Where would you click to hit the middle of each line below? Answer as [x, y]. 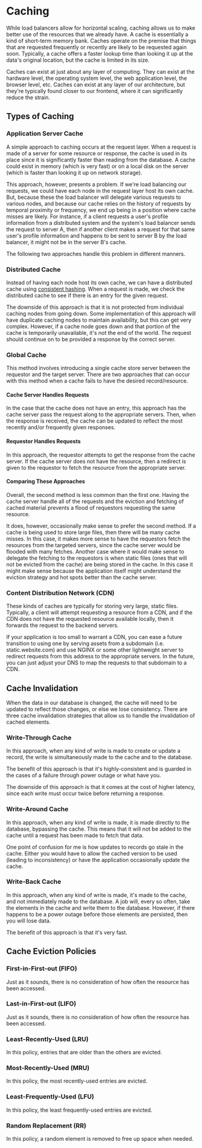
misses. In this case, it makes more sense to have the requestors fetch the [99, 539]
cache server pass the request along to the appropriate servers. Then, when [101, 415]
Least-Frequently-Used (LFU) [50, 1097]
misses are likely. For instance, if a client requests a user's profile [87, 216]
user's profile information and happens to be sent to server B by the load [96, 235]
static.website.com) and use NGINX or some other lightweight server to [95, 650]
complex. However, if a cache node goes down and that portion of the [93, 326]
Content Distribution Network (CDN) [60, 592]
